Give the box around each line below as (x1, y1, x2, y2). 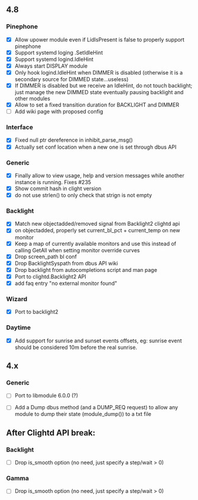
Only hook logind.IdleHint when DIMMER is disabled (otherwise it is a (14, 69, 183, 76)
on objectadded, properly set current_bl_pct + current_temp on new (14, 227, 180, 234)
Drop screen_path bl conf (14, 253, 77, 260)
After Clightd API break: (6, 428, 96, 438)
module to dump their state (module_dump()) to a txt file (14, 411, 152, 418)
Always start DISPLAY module (14, 62, 87, 69)
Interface (6, 123, 34, 132)
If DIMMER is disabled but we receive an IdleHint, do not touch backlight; (14, 82, 193, 89)
